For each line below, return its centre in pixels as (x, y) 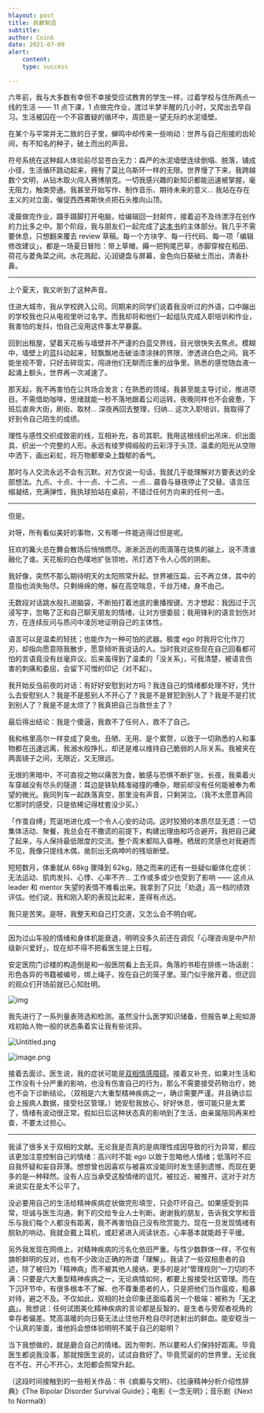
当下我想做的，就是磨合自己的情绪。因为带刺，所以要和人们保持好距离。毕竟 (132, 1344)
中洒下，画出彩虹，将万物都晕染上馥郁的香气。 (84, 455)
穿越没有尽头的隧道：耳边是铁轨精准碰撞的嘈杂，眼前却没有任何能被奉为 (132, 784)
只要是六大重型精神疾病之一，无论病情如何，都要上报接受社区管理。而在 (139, 1278)
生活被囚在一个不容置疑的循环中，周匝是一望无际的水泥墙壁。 (121, 117)
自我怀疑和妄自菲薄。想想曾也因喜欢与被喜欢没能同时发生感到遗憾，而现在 (128, 1166)
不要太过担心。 (46, 1122)
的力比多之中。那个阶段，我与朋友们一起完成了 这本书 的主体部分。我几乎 (125, 226)
